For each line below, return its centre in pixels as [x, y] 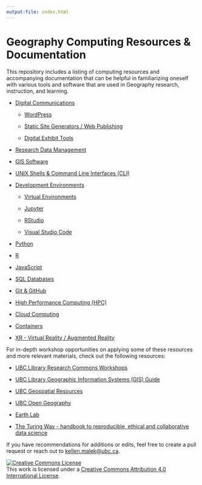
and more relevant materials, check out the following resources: [86, 356]
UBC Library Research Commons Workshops [71, 367]
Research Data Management [51, 150]
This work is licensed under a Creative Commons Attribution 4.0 [86, 469]
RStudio [34, 220]
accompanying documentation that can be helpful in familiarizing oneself [97, 78]
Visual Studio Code [48, 232]
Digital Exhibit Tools [49, 138]
